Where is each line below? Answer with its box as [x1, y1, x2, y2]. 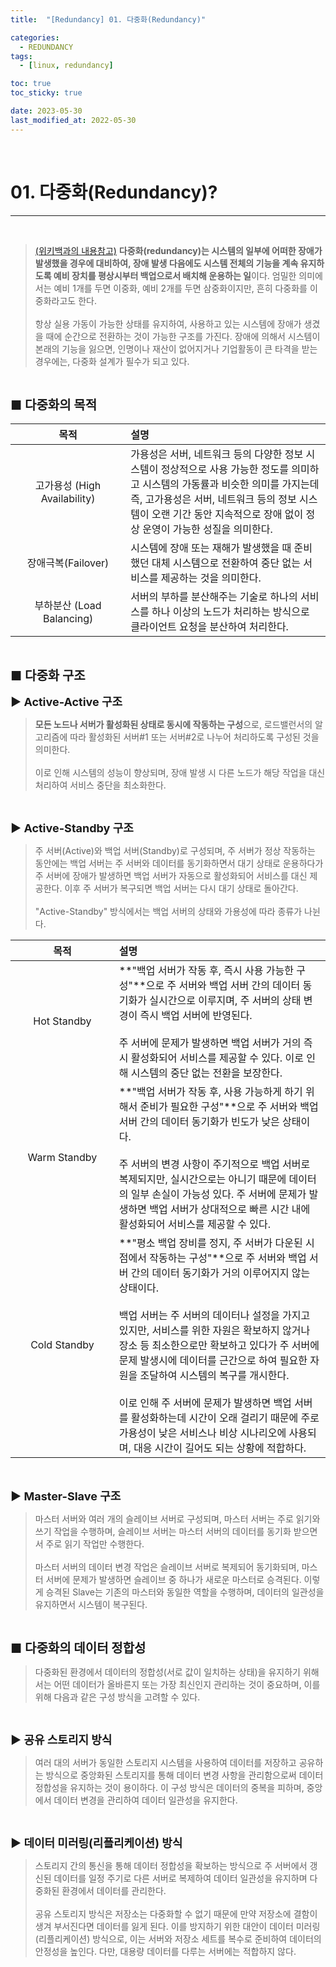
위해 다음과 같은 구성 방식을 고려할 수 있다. [34, 1691, 201, 1703]
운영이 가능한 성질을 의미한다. [142, 522, 273, 536]
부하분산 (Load [34, 598, 102, 612]
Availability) [40, 491, 96, 505]
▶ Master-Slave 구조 [10, 1489, 122, 1503]
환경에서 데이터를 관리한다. [61, 1884, 167, 1896]
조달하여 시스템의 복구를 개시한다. [139, 1368, 290, 1382]
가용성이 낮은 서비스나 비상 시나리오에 [118, 1426, 287, 1440]
